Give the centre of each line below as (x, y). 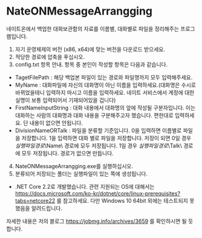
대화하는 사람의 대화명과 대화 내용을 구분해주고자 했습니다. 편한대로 (94, 115)
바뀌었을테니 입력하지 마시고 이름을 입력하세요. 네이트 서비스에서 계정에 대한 (105, 92)
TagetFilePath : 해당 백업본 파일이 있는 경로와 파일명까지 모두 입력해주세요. (104, 77)
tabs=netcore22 (35, 200)
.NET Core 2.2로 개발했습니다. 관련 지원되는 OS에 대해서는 (85, 186)
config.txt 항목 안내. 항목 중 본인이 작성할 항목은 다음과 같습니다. (91, 64)
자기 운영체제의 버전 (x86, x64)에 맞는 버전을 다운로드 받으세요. (90, 49)
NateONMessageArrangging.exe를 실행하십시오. (74, 166)
